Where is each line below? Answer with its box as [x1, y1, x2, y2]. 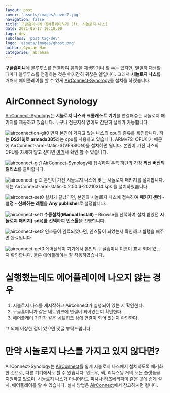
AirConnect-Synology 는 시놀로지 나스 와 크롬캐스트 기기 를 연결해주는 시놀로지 [5, 113, 160, 119]
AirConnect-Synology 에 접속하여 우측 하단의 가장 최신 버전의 [43, 160, 165, 166]
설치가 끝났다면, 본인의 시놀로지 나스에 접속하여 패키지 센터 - [45, 194, 165, 200]
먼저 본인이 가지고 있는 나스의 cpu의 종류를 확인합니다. [50, 130, 158, 136]
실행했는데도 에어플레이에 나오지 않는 [5, 271, 151, 283]
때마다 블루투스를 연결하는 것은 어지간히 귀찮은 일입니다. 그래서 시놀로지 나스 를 [5, 71, 161, 77]
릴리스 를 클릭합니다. [5, 166, 45, 172]
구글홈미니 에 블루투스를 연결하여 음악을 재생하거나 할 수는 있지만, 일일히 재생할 [5, 65, 161, 71]
